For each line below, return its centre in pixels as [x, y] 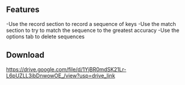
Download [25, 55]
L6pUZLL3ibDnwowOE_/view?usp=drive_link [61, 76]
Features [23, 10]
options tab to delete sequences [45, 36]
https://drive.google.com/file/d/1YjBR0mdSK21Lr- [66, 69]
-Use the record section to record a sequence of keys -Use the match [91, 24]
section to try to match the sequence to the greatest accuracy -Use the [93, 30]
